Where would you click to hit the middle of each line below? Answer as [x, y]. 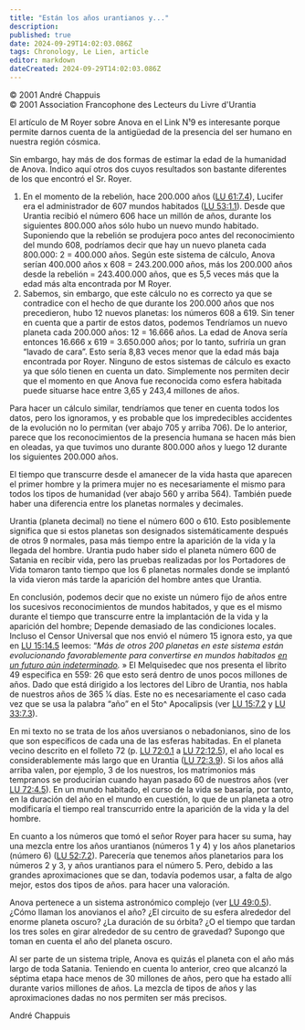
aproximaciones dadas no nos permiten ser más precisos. [118, 997]
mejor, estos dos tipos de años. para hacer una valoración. [120, 884]
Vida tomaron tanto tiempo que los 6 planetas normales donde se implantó [150, 569]
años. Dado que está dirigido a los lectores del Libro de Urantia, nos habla [148, 684]
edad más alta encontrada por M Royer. [97, 283]
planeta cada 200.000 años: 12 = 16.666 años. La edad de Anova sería [155, 332]
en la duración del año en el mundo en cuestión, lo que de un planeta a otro [152, 799]
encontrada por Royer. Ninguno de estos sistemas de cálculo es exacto [157, 361]
